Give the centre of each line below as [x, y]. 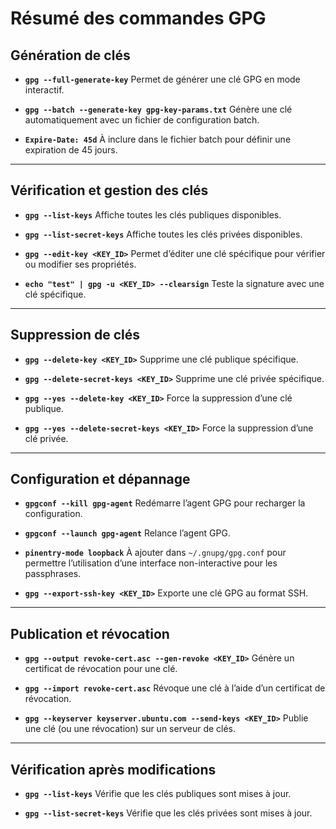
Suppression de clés [75, 335]
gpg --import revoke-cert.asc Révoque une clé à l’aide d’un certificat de [175, 688]
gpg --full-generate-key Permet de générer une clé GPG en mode [162, 79]
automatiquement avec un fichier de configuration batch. [142, 120]
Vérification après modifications [113, 769]
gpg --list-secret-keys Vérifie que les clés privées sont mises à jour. [168, 813]
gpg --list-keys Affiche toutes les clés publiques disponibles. [153, 214]
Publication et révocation [90, 633]
